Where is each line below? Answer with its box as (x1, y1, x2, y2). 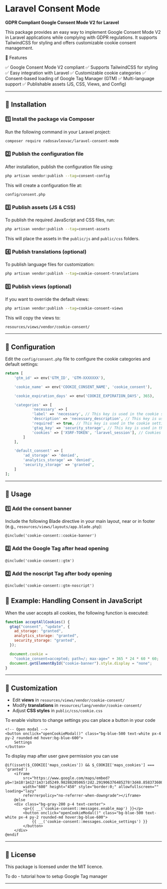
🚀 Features (5, 54, 27, 60)
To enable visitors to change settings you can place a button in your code (5, 717, 156, 723)
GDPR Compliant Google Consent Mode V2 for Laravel (5, 19, 119, 25)
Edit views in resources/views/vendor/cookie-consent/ (12, 697, 125, 703)
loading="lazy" (5, 789, 37, 794)
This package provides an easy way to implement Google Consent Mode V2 (5, 29, 161, 35)
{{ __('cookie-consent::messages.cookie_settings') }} (31, 819, 148, 824)
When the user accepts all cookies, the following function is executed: (5, 610, 149, 616)
